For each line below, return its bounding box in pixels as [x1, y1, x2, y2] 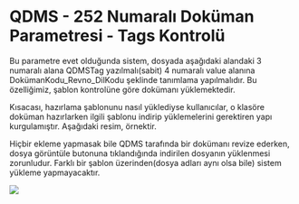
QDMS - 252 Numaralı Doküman [9, 6, 256, 27]
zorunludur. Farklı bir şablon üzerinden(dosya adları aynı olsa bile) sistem [9, 157, 283, 168]
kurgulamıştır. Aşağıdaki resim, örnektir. [9, 120, 157, 132]
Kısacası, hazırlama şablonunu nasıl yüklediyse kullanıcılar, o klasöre [9, 101, 265, 112]
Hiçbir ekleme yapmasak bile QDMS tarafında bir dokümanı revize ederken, [9, 138, 290, 149]
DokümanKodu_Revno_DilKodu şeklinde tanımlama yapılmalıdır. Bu [9, 74, 257, 85]
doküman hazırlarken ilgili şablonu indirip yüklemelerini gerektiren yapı [9, 111, 273, 122]
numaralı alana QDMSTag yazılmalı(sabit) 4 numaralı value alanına [9, 65, 256, 76]
